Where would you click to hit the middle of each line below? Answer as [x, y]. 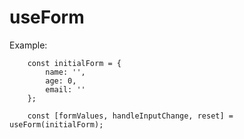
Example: [28, 45]
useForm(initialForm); [56, 124]
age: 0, [61, 81]
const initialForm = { [74, 63]
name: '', [65, 72]
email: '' [65, 89]
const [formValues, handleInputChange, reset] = [130, 116]
